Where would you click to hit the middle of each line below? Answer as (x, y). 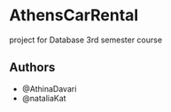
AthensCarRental (74, 15)
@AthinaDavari (49, 88)
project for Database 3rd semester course (85, 40)
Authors (32, 67)
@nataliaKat (44, 98)
